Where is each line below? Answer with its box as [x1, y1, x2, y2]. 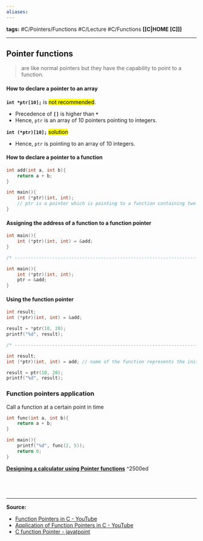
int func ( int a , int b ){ [6, 415, 69, 421]
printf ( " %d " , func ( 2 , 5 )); [17, 442, 85, 449]
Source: [6, 503, 27, 511]
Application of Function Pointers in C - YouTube [14, 521, 134, 529]
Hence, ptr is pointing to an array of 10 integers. [14, 140, 135, 147]
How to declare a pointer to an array [6, 85, 98, 92]
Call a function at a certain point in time [6, 403, 104, 410]
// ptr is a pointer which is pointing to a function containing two [17, 201, 196, 207]
